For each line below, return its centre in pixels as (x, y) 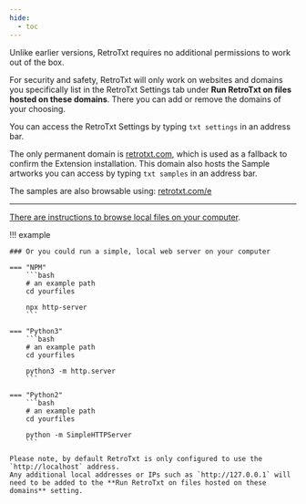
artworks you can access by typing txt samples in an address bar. (133, 173)
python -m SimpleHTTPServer (79, 435)
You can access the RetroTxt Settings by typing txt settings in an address (150, 126)
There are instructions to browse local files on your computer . (125, 217)
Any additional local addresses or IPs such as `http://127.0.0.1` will (150, 475)
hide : (20, 18)
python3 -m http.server (71, 371)
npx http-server (57, 307)
